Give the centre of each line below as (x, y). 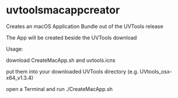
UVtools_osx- (156, 71)
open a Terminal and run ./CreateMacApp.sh (59, 89)
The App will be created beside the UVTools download (71, 37)
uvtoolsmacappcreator (63, 10)
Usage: (15, 49)
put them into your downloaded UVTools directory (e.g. (72, 71)
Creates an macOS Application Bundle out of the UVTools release (85, 26)
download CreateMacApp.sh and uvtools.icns (61, 60)
